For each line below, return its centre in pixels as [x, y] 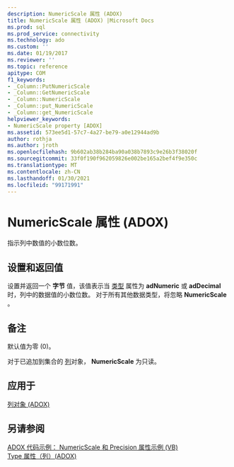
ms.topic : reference [38, 67]
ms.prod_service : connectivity [53, 34]
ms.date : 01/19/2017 [38, 54]
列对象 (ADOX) [29, 404]
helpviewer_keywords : [39, 119]
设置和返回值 [35, 267]
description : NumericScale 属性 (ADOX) [65, 14]
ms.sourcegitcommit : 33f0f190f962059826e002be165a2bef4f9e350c [103, 159]
